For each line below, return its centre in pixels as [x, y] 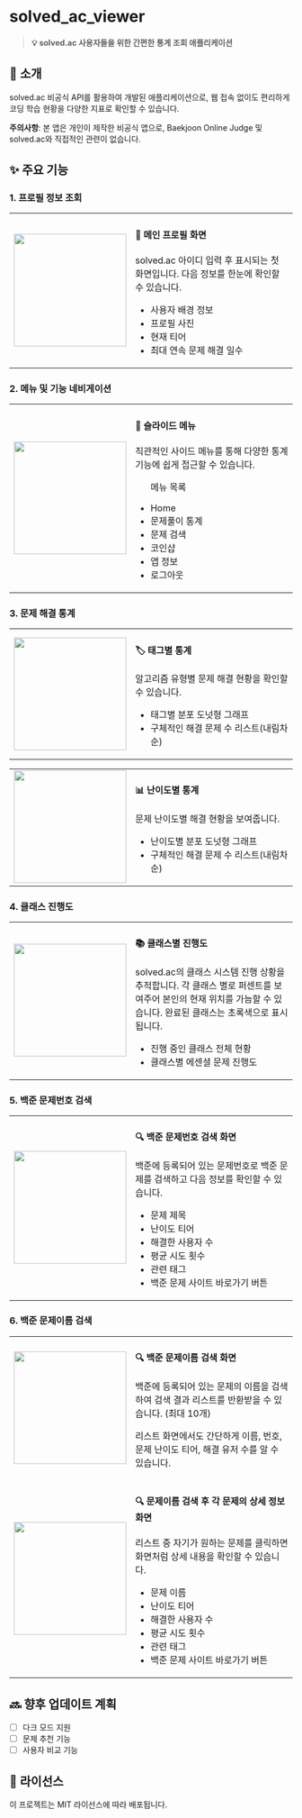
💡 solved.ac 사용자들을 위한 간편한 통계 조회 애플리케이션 [132, 42]
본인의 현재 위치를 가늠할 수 [217, 999]
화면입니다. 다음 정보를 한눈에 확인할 [208, 274]
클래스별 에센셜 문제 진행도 [204, 1062]
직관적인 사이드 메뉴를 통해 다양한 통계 [212, 451]
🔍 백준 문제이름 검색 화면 [186, 1358]
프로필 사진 [173, 323]
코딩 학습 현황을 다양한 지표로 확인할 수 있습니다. [94, 108]
